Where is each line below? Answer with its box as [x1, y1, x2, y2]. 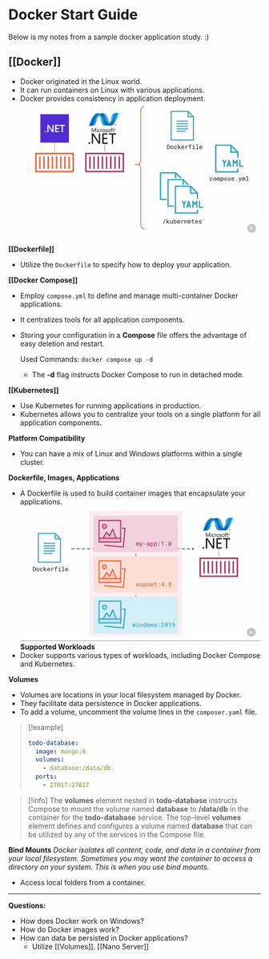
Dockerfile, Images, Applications [8, 472, 120, 482]
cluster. [19, 457, 45, 467]
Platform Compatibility [8, 433, 86, 443]
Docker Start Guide [8, 6, 139, 24]
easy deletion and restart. [19, 339, 105, 348]
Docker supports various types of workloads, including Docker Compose [19, 650, 261, 660]
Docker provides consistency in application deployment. [19, 94, 206, 103]
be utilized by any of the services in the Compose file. [27, 829, 206, 839]
